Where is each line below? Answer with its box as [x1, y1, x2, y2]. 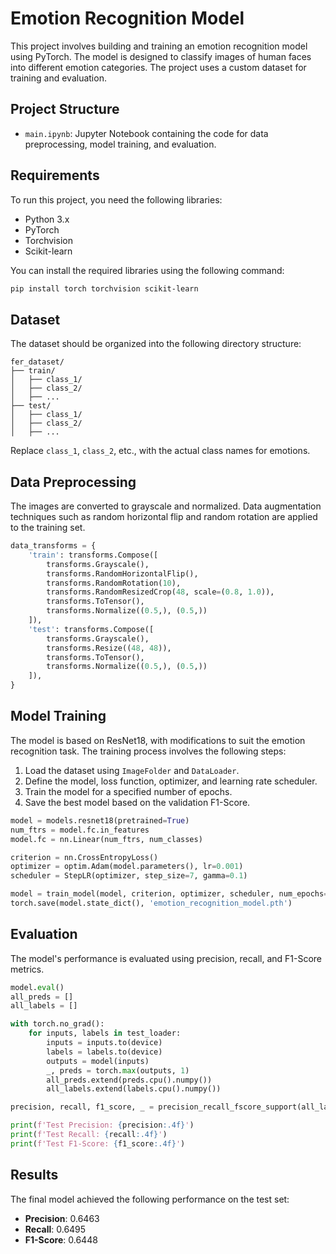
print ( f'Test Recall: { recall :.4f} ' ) [10, 1130, 168, 1140]
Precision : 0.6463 [24, 1212, 100, 1224]
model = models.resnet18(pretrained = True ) [10, 815, 190, 826]
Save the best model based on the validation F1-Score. [24, 796, 251, 808]
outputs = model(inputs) [46, 1056, 150, 1066]
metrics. [10, 963, 45, 975]
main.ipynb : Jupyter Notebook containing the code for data [24, 127, 269, 139]
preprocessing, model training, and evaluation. [24, 138, 217, 150]
